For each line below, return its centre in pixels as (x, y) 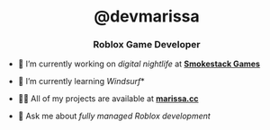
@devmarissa (147, 17)
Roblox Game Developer (147, 45)
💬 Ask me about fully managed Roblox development (114, 116)
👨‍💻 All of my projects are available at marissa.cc (108, 99)
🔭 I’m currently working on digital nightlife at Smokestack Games (139, 64)
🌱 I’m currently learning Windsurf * (81, 82)
